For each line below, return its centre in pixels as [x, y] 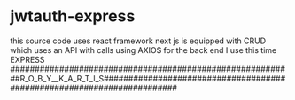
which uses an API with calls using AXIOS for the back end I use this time [144, 50]
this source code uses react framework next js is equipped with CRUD [138, 41]
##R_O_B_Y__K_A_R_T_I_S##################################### [148, 78]
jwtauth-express [73, 16]
